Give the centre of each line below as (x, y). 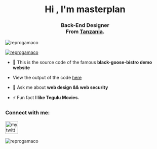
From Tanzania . (85, 32)
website (21, 68)
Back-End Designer (85, 25)
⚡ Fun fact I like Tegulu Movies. (46, 98)
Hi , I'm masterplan (85, 9)
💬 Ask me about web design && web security (60, 87)
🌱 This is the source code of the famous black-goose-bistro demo (82, 63)
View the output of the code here (47, 78)
